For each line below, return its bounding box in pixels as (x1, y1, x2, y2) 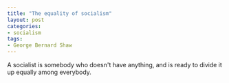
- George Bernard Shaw (7, 42, 72, 49)
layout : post (7, 16, 45, 23)
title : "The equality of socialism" (7, 10, 112, 17)
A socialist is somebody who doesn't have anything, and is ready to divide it (7, 61, 222, 69)
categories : (7, 23, 41, 29)
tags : (7, 36, 23, 43)
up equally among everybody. (7, 68, 91, 76)
